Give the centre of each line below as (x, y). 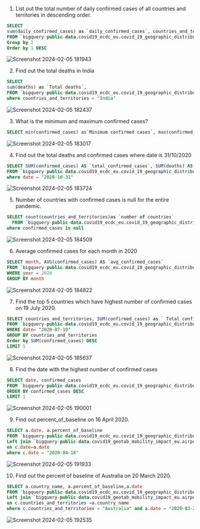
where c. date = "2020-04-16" (43, 453)
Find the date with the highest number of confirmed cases (86, 369)
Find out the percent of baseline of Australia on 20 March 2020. (93, 475)
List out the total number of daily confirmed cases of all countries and (101, 9)
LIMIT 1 (16, 397)
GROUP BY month (26, 278)
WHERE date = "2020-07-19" (39, 330)
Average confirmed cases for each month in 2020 (76, 251)
